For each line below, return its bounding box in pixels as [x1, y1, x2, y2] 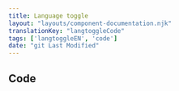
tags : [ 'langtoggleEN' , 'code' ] [8, 34, 117, 43]
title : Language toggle [8, 11, 89, 20]
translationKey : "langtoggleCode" [8, 27, 126, 35]
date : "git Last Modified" [8, 42, 100, 50]
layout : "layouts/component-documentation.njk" [8, 19, 173, 27]
